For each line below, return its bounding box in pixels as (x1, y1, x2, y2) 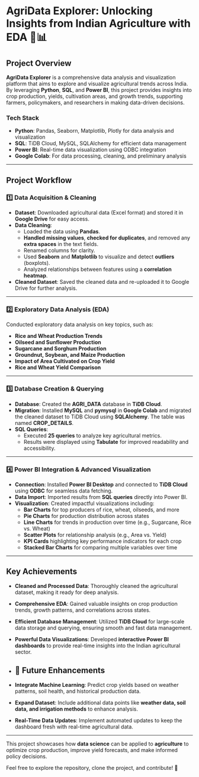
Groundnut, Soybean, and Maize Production (14, 351, 126, 359)
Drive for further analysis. (14, 284, 78, 292)
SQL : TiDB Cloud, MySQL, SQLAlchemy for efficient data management (14, 140, 187, 147)
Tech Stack (6, 114, 40, 122)
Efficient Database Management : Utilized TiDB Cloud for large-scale (14, 618, 185, 625)
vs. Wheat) (23, 525, 50, 532)
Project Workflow (6, 175, 72, 185)
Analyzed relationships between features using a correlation (23, 266, 172, 273)
